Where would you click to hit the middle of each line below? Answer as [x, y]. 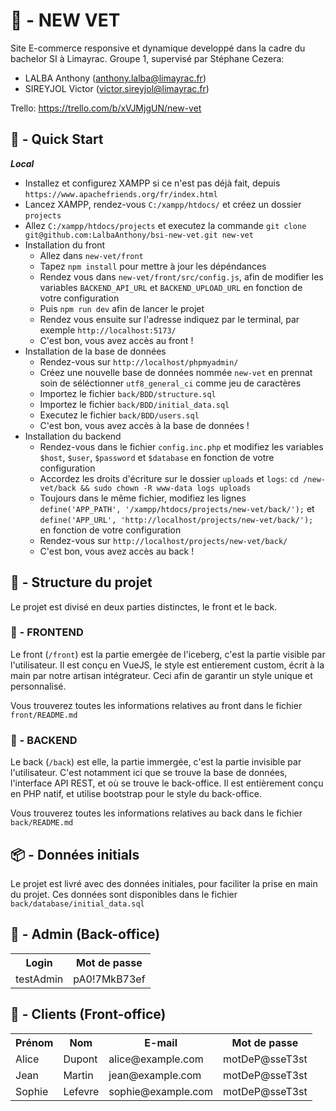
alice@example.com [156, 1059]
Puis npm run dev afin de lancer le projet [122, 308]
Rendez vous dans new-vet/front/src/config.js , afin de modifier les [181, 276]
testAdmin [39, 979]
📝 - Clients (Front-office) [88, 1014]
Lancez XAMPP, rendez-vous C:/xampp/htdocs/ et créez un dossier [163, 204]
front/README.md [44, 715]
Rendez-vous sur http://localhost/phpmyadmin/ [139, 361]
